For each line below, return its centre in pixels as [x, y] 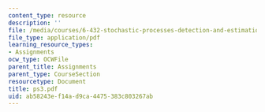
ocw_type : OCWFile [38, 60]
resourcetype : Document [47, 81]
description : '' [35, 23]
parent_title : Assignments [52, 67]
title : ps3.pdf [33, 89]
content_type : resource [47, 15]
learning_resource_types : [50, 45]
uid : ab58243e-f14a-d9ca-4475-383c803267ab [81, 96]
